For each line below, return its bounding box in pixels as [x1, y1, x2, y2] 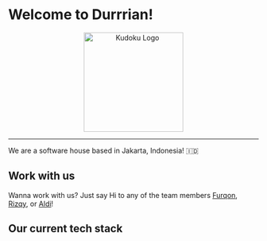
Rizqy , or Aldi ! [8, 199, 54, 208]
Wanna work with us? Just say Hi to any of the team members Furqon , [8, 190, 238, 200]
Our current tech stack [8, 222, 123, 235]
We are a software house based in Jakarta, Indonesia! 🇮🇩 [8, 146, 199, 155]
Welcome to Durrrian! [8, 6, 153, 24]
